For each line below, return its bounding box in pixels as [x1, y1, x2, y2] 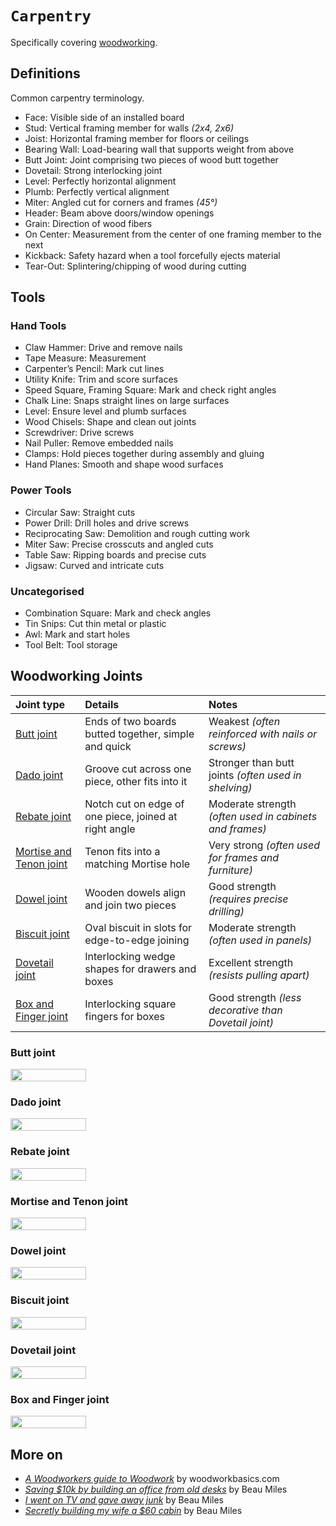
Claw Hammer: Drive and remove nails [24, 342, 183, 354]
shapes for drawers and [84, 962, 197, 976]
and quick [84, 739, 132, 753]
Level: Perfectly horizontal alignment [24, 175, 177, 187]
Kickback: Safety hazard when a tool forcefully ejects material [24, 249, 281, 261]
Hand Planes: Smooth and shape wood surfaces [24, 458, 224, 471]
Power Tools [10, 483, 72, 497]
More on [10, 1446, 63, 1463]
